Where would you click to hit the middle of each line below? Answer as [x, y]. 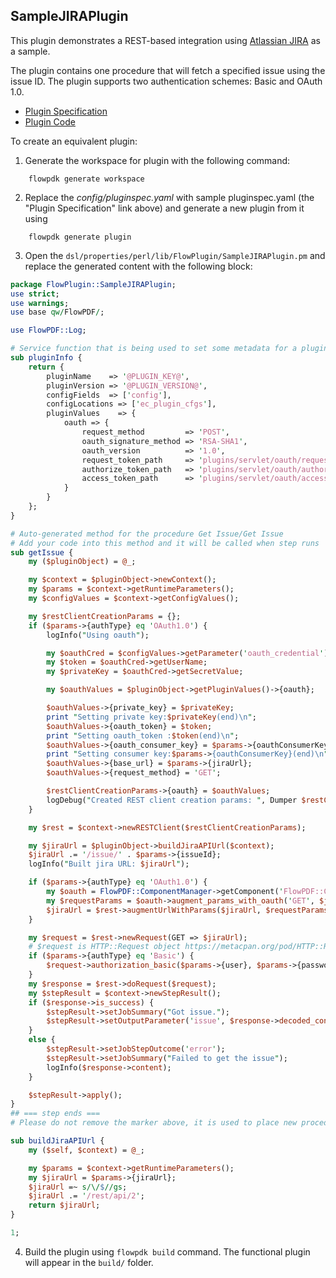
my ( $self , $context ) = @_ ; [86, 1150]
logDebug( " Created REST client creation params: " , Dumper [172, 800]
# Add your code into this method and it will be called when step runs [165, 543]
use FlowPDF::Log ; [48, 330]
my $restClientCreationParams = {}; [105, 616]
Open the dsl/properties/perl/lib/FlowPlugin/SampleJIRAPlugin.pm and [175, 255]
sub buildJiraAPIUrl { [57, 1141]
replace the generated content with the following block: [138, 266]
